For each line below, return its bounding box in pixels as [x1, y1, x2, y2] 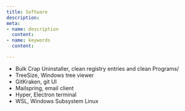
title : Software [6, 9, 48, 15]
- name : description [6, 26, 59, 32]
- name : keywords [6, 37, 51, 43]
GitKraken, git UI [15, 77, 57, 85]
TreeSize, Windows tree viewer [15, 71, 94, 79]
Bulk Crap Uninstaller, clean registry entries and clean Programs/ [15, 65, 179, 72]
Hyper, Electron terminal [15, 91, 77, 98]
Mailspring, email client [15, 84, 74, 91]
